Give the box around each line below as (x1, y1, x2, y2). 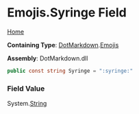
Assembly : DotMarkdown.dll (7, 54, 88, 62)
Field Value (7, 84, 45, 93)
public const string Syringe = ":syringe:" (7, 67, 134, 74)
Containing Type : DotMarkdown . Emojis (7, 41, 119, 49)
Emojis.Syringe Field (7, 5, 127, 21)
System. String (7, 100, 47, 108)
